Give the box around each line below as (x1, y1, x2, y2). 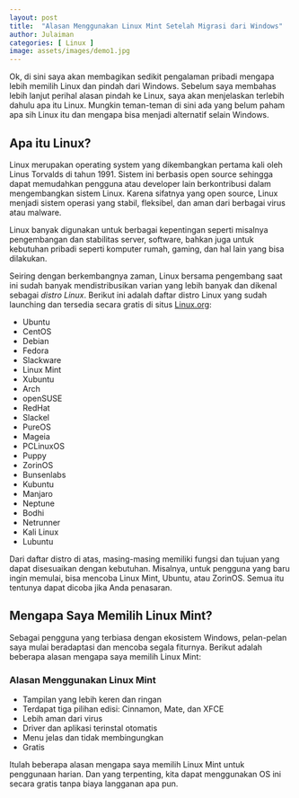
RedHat (22, 402, 51, 413)
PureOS (22, 421, 51, 432)
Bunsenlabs (22, 469, 66, 480)
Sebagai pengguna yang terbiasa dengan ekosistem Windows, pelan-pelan (9, 632, 287, 643)
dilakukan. (9, 253, 48, 263)
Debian (22, 335, 49, 346)
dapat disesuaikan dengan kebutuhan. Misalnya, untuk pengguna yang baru (9, 563, 290, 573)
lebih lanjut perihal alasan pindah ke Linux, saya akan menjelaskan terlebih (9, 91, 285, 102)
